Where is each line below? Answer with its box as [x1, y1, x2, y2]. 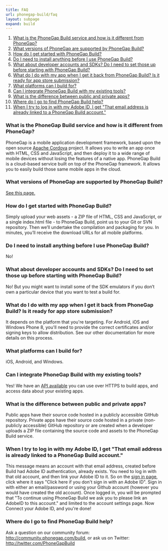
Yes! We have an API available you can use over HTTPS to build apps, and [5, 382, 158, 388]
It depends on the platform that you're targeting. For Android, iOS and [5, 319, 149, 325]
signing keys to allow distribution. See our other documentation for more [5, 329, 155, 335]
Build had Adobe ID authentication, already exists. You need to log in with [5, 468, 156, 474]
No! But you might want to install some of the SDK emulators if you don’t [5, 283, 154, 289]
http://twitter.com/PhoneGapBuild [5, 540, 75, 546]
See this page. [5, 189, 35, 195]
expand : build [5, 21, 35, 26]
